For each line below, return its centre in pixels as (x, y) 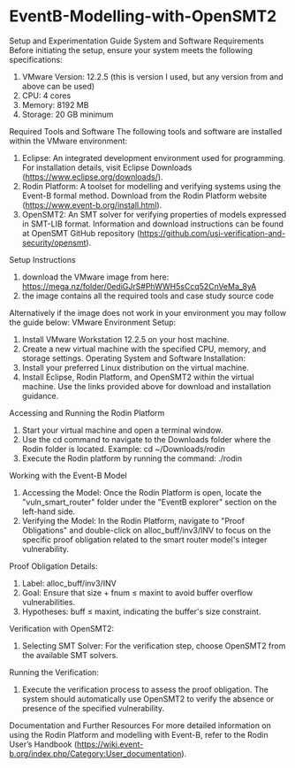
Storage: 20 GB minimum (68, 114)
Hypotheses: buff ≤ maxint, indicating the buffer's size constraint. (141, 611)
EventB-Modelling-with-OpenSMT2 (143, 16)
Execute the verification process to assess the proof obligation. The (145, 689)
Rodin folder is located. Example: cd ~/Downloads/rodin (123, 449)
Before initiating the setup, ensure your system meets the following (131, 50)
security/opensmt (54, 242)
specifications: (36, 59)
